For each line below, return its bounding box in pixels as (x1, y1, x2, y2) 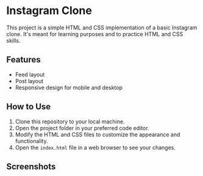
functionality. (15, 137, 48, 144)
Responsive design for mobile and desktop (15, 84, 123, 91)
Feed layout (15, 71, 45, 78)
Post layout (15, 77, 44, 84)
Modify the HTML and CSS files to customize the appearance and (15, 131, 180, 138)
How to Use (6, 101, 51, 112)
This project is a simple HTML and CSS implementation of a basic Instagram (6, 24, 198, 31)
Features (6, 54, 41, 65)
